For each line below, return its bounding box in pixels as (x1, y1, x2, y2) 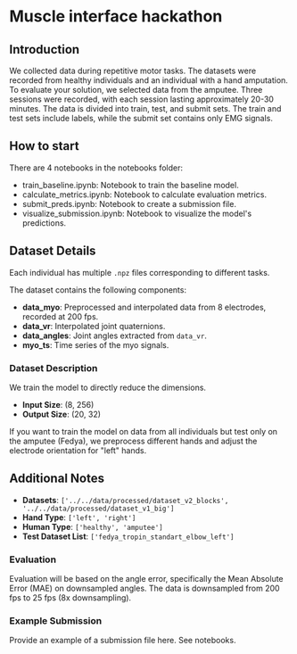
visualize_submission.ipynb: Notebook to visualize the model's (21, 208, 252, 219)
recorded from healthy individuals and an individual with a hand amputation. (9, 75, 288, 86)
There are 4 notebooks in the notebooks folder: (9, 162, 184, 173)
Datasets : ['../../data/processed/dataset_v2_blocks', (21, 494, 229, 505)
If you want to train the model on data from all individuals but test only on (9, 426, 278, 436)
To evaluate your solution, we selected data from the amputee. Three (9, 85, 263, 95)
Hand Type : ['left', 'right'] (21, 511, 136, 523)
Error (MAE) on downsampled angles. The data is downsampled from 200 (9, 583, 280, 594)
